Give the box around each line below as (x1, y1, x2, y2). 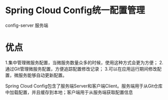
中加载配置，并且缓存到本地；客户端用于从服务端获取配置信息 (5, 89, 133, 95)
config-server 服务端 (5, 22, 49, 28)
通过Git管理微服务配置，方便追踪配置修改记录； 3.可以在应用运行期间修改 (5, 66, 157, 72)
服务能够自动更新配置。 (18, 72, 67, 78)
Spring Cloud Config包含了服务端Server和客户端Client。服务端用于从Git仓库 (5, 83, 163, 89)
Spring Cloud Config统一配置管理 (5, 5, 145, 16)
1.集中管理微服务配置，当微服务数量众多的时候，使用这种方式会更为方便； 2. (5, 59, 163, 66)
